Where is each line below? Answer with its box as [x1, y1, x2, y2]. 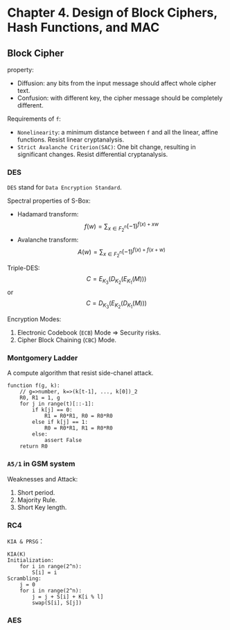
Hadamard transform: [17, 210, 79, 219]
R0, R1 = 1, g [19, 394, 60, 402]
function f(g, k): [7, 382, 60, 389]
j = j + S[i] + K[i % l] [32, 593, 104, 600]
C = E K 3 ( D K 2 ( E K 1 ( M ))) [86, 274, 147, 285]
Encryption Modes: [7, 315, 62, 323]
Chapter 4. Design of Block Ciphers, [7, 5, 218, 21]
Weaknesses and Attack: [7, 475, 78, 483]
